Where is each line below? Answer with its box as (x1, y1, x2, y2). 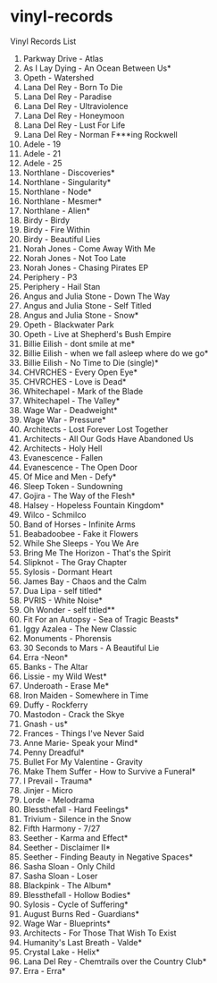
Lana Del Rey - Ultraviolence (22, 100, 129, 111)
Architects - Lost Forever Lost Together (22, 423, 169, 435)
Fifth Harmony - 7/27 (22, 823, 101, 834)
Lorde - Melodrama (22, 794, 95, 805)
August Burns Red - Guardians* (22, 908, 140, 919)
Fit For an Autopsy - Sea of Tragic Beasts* (22, 614, 179, 624)
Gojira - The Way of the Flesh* (22, 490, 136, 501)
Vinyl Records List (10, 36, 77, 47)
